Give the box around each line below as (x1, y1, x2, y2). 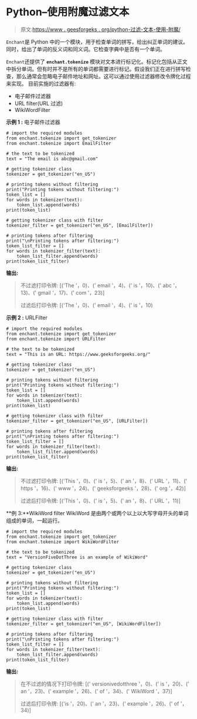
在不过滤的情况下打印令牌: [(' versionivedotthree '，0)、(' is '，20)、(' (20, 680, 189, 687)
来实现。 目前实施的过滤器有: (6, 80, 76, 87)
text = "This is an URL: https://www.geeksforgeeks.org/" (6, 351, 151, 357)
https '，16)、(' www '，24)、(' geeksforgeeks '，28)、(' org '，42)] (20, 485, 186, 492)
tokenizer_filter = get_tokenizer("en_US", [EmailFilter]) (6, 222, 154, 229)
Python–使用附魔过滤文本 (6, 5, 130, 19)
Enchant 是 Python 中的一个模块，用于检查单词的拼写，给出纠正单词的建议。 (6, 38, 189, 45)
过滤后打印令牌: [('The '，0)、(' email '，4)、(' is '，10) (20, 301, 154, 308)
